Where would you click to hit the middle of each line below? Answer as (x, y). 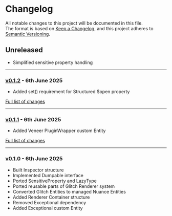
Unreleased (24, 50)
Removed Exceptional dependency (49, 202)
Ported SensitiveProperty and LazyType (55, 181)
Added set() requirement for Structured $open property (71, 92)
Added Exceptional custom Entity (48, 208)
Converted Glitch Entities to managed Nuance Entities (69, 191)
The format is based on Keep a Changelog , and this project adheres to (79, 28)
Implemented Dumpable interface (48, 175)
